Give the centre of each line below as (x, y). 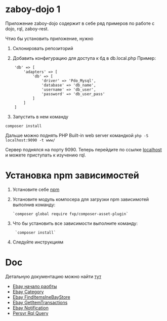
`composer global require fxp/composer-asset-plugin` (70, 214)
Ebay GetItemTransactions (40, 302)
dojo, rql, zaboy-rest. (27, 28)
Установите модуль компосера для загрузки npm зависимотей (81, 199)
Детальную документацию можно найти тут (53, 276)
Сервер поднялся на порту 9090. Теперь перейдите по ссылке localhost (83, 149)
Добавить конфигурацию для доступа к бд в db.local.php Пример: (84, 58)
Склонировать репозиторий (43, 48)
